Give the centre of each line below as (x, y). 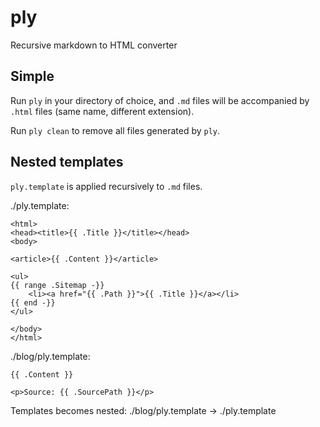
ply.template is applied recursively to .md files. (106, 186)
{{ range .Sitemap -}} (57, 285)
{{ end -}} (33, 302)
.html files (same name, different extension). (102, 111)
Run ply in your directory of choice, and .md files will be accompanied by (160, 100)
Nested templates (67, 162)
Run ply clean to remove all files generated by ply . (115, 130)
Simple (32, 76)
